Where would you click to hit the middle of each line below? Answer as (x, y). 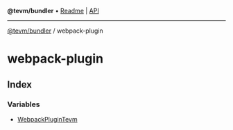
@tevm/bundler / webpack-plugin (55, 31)
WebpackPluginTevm (47, 119)
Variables (24, 104)
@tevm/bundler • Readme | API (53, 11)
